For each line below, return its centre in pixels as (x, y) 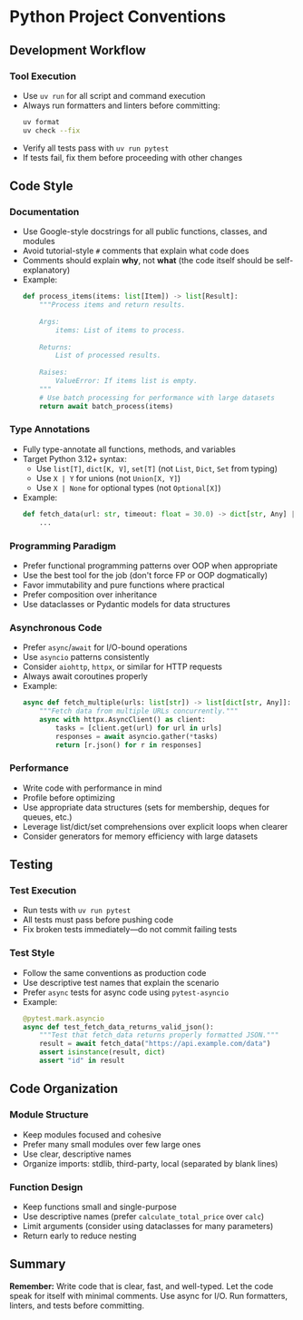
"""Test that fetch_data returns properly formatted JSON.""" (159, 1035)
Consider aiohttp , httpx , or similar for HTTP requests (122, 667)
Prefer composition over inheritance (89, 594)
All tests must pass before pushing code (98, 920)
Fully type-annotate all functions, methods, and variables (129, 449)
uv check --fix (51, 130)
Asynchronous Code (56, 627)
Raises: (54, 373)
